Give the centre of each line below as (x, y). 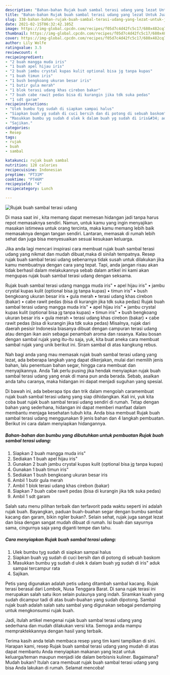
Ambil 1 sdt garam (31, 496)
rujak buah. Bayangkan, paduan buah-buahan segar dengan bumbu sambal (84, 511)
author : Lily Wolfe (26, 43)
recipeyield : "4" (24, 184)
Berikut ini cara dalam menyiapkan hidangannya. (56, 423)
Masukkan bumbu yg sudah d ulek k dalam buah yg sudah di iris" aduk (86, 562)
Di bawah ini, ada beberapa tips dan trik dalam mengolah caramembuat (80, 391)
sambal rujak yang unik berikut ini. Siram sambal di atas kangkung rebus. (81, 345)
